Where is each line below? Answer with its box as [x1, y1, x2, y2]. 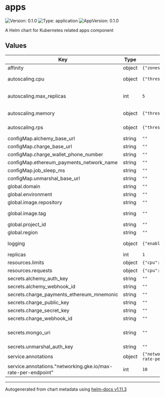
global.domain [7, 183, 41, 190]
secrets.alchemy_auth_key [7, 275, 68, 282]
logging [7, 240, 26, 247]
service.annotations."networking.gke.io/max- [7, 363, 113, 369]
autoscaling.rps [7, 124, 43, 131]
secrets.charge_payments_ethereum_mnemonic [7, 291, 119, 298]
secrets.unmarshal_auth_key [7, 343, 74, 350]
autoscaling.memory [7, 110, 55, 116]
